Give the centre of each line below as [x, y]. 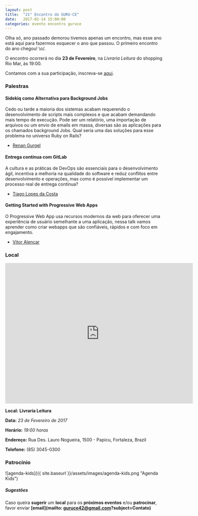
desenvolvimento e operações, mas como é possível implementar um [77, 178]
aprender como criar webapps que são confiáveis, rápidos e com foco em [81, 227]
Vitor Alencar [26, 242]
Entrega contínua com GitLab [36, 157]
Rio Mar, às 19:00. [23, 63]
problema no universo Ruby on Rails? [43, 136]
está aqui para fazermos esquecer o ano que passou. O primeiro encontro [81, 43]
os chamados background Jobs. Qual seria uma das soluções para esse [79, 130]
